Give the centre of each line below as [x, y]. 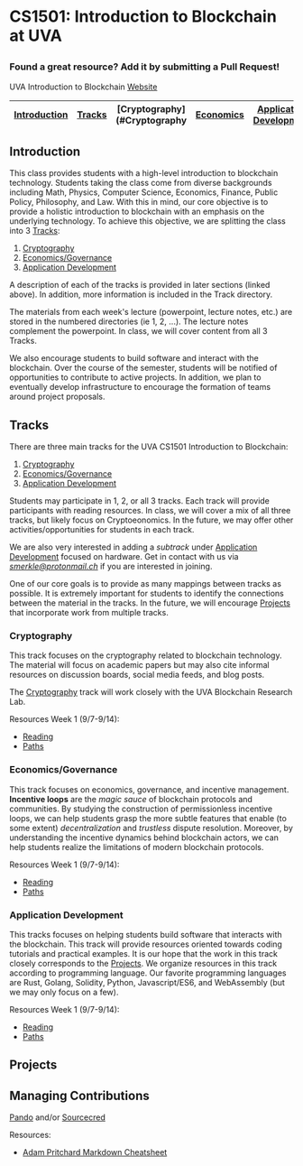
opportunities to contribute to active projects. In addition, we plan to [135, 377]
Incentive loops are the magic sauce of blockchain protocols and [131, 799]
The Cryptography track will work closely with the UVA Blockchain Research [151, 692]
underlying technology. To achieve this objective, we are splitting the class [147, 221]
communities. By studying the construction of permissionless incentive [141, 809]
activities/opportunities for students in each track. [102, 530]
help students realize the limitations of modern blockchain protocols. [137, 847]
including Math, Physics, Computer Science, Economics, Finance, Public [144, 192]
